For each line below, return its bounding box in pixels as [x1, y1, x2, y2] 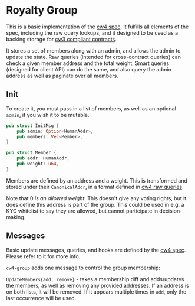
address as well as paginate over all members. [6, 72, 119, 79]
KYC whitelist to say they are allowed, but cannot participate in [6, 207, 158, 214]
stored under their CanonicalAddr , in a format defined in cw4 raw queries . [6, 183, 184, 190]
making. [6, 213, 26, 220]
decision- [158, 207, 183, 214]
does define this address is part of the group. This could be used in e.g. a [6, 201, 184, 208]
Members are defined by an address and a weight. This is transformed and [6, 177, 187, 184]
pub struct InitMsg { [6, 122, 60, 129]
